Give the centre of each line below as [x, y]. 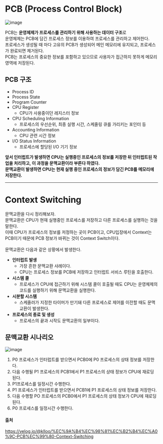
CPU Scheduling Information [41, 118]
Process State [26, 97]
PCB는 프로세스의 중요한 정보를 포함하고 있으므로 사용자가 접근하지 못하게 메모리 [81, 56]
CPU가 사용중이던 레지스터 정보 [49, 113]
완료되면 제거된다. [27, 51]
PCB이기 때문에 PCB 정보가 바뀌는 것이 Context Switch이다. [62, 238]
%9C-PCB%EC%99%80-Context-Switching [49, 436]
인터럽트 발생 [24, 260]
